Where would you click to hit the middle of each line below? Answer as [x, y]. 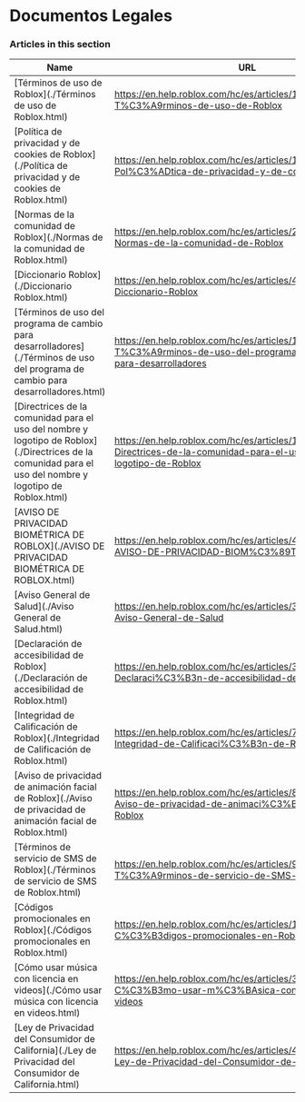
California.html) [47, 1085]
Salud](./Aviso [44, 607]
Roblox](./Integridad [57, 739]
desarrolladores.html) [60, 392]
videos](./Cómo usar [58, 990]
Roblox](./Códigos [53, 930]
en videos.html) [47, 1013]
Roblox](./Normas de [59, 237]
